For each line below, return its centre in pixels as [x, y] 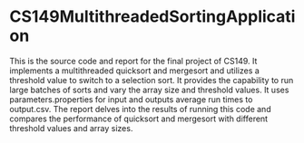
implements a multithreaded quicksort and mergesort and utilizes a [135, 71]
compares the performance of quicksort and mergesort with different [139, 119]
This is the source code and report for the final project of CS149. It [133, 61]
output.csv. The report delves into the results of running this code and [140, 109]
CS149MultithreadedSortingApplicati [152, 17]
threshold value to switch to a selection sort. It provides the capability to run [152, 80]
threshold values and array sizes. [71, 128]
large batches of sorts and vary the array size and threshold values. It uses [149, 90]
